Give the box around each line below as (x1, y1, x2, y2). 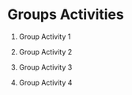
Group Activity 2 (18, 47, 73, 56)
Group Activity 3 (18, 62, 73, 72)
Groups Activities (7, 6, 124, 24)
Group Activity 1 (18, 32, 71, 41)
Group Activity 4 (18, 78, 73, 87)
